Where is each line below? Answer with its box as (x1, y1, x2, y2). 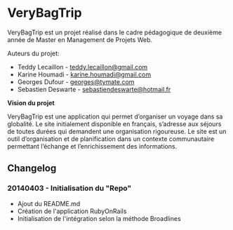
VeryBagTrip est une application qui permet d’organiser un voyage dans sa (7, 112, 223, 121)
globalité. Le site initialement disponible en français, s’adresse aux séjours (7, 119, 222, 128)
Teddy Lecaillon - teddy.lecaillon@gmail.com (17, 62, 148, 71)
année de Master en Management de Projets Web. (7, 35, 153, 43)
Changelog (7, 163, 57, 175)
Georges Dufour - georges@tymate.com (17, 77, 135, 86)
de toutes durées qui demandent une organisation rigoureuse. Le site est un (7, 127, 227, 135)
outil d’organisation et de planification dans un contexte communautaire (7, 135, 215, 143)
